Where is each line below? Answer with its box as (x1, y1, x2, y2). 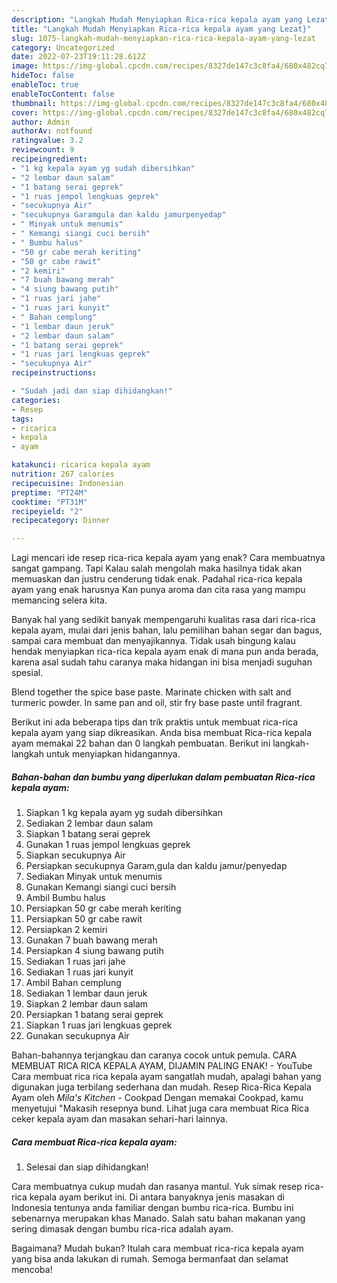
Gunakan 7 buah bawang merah (25, 934, 158, 946)
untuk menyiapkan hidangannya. (45, 748, 181, 760)
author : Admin (11, 117, 71, 127)
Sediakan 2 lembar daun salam (25, 817, 154, 830)
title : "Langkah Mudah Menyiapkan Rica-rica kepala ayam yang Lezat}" (11, 24, 312, 34)
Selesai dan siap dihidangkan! (25, 1161, 149, 1173)
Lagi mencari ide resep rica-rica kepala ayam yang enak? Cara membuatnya (11, 552, 326, 564)
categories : (11, 395, 61, 405)
